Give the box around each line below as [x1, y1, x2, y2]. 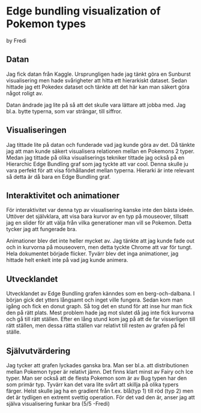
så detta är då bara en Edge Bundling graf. [6, 173, 111, 180]
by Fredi [6, 37, 27, 44]
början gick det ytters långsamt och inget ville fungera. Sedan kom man [6, 296, 183, 303]
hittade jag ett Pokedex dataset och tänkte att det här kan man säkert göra [6, 83, 190, 90]
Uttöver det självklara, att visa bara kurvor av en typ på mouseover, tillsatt [6, 213, 189, 220]
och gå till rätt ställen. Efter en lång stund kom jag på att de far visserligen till [6, 315, 196, 323]
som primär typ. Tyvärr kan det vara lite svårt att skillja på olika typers [6, 381, 179, 388]
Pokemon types [6, 17, 86, 31]
